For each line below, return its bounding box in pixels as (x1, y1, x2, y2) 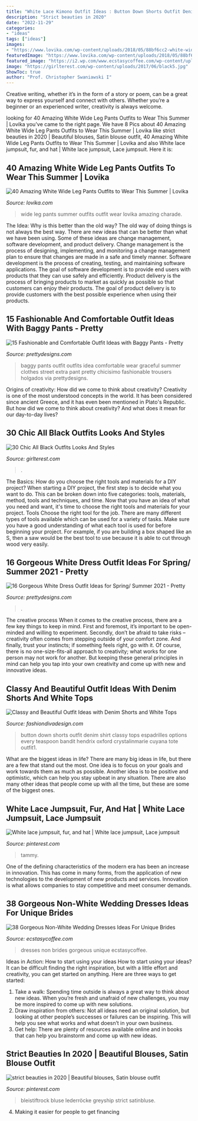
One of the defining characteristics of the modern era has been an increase (6, 863, 190, 870)
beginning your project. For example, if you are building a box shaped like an (6, 528, 192, 535)
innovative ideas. (6, 667, 47, 674)
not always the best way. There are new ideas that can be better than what (6, 228, 187, 235)
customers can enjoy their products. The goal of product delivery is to (6, 284, 176, 292)
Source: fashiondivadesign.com (6, 720, 84, 727)
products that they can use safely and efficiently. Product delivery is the (6, 272, 181, 279)
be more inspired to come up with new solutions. (14, 1000, 134, 1008)
